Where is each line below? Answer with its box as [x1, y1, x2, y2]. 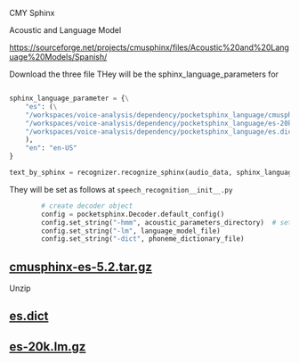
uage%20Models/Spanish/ [9, 52, 108, 62]
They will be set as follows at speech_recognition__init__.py [9, 184, 233, 194]
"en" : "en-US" [25, 144, 77, 153]
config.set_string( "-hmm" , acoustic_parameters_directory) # [41, 218, 277, 227]
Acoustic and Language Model [9, 25, 122, 35]
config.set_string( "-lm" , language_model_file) [41, 227, 221, 235]
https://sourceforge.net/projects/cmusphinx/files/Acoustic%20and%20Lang [9, 42, 289, 53]
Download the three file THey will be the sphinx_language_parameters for [9, 69, 279, 79]
